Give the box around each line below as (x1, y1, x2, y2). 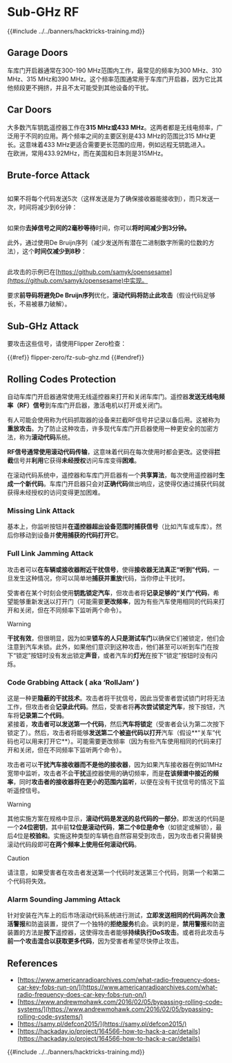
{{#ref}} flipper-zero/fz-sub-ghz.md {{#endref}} (7, 353, 145, 362)
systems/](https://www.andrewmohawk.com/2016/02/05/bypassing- (17, 1005, 214, 1013)
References (7, 957, 58, 969)
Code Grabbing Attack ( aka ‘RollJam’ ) (7, 677, 139, 687)
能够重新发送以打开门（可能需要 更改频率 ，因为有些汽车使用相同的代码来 (12, 597, 219, 605)
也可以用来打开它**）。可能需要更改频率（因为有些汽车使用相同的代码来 (12, 737, 216, 745)
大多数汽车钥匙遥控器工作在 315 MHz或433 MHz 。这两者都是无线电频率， (7, 123, 217, 131)
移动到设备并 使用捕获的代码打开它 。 (19, 531, 122, 539)
